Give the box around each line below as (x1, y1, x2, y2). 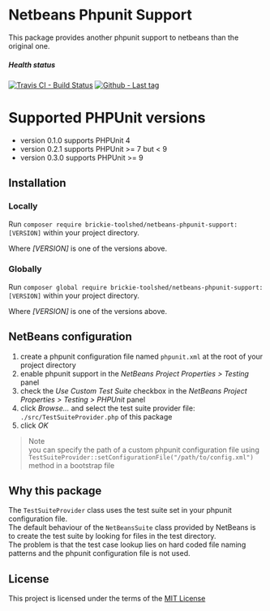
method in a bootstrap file (28, 460, 115, 470)
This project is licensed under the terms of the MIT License (8, 594, 206, 604)
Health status (8, 59, 56, 70)
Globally (8, 264, 42, 275)
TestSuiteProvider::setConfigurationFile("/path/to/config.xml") (28, 453, 254, 462)
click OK (19, 420, 49, 430)
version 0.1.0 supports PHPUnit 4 (19, 136, 131, 145)
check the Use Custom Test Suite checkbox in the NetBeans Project (19, 385, 247, 395)
